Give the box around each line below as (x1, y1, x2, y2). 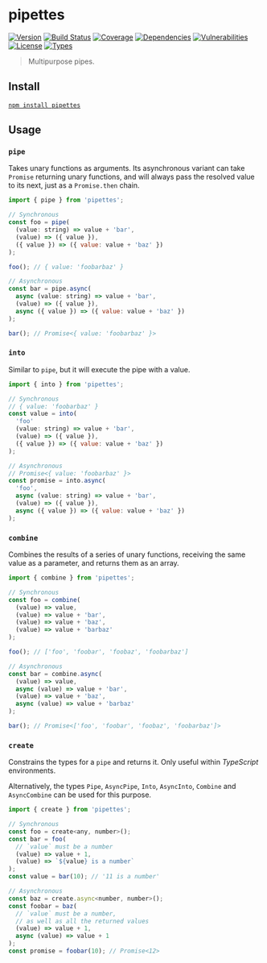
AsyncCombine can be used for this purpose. (8, 790, 151, 799)
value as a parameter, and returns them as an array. (8, 558, 179, 568)
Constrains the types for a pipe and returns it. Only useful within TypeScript (8, 758, 259, 767)
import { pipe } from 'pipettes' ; (8, 196, 125, 205)
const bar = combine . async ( (8, 670, 103, 678)
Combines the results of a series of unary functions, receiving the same (8, 550, 246, 559)
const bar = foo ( (8, 835, 67, 843)
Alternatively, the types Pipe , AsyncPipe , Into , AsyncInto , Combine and (8, 782, 236, 791)
